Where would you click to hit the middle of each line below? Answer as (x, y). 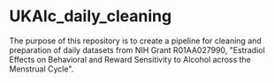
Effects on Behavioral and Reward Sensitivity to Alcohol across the (130, 59)
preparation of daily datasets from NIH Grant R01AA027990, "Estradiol (137, 49)
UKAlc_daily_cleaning (91, 16)
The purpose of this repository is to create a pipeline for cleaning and (136, 41)
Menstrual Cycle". (42, 69)
